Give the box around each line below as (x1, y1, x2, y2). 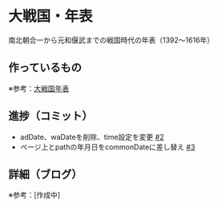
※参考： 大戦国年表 (8, 83, 70, 93)
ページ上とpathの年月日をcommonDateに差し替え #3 (19, 141, 196, 152)
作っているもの (8, 61, 82, 74)
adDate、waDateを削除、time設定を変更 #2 (19, 132, 164, 141)
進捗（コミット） (8, 109, 93, 123)
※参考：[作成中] (8, 190, 61, 200)
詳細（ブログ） (8, 167, 83, 181)
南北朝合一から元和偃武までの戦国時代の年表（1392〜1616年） (8, 35, 215, 45)
